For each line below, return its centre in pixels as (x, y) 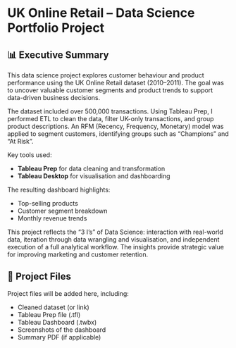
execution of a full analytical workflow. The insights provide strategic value (116, 247)
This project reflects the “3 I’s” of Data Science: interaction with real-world (115, 232)
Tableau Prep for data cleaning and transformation (91, 168)
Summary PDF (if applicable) (59, 337)
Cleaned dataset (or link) (53, 307)
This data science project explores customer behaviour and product (106, 75)
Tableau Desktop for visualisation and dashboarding (94, 176)
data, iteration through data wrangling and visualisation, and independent (113, 240)
